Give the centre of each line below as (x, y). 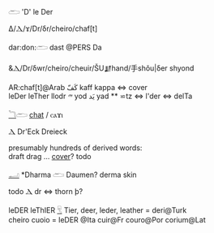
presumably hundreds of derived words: (75, 148)
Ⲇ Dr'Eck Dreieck (38, 132)
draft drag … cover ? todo (50, 156)
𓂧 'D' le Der (31, 12)
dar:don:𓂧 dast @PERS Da (56, 47)
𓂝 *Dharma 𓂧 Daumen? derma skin (73, 175)
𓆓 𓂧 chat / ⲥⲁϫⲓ (36, 115)
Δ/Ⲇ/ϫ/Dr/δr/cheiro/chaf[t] (53, 28)
